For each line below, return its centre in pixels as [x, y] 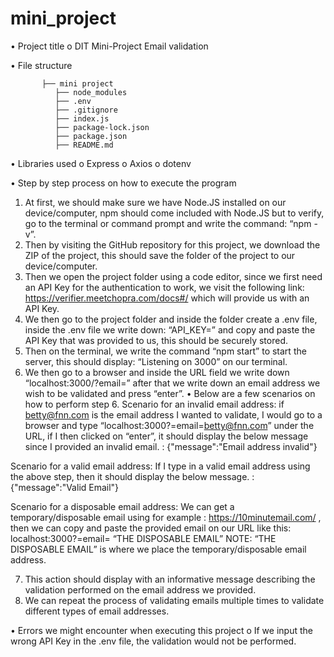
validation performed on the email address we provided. [140, 589]
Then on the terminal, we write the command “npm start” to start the [165, 351]
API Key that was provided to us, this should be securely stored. [156, 340]
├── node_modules [91, 92]
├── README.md [84, 145]
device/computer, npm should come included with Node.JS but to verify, [174, 213]
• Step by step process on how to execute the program [123, 183]
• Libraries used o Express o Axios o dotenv [101, 163]
